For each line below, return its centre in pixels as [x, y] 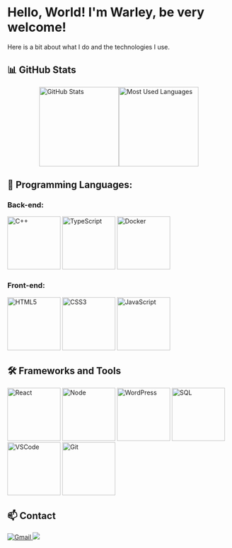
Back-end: [25, 205]
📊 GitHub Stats [42, 70]
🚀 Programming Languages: [70, 185]
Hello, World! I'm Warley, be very [106, 12]
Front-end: [26, 286]
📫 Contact [32, 516]
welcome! [37, 27]
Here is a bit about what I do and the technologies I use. [89, 47]
